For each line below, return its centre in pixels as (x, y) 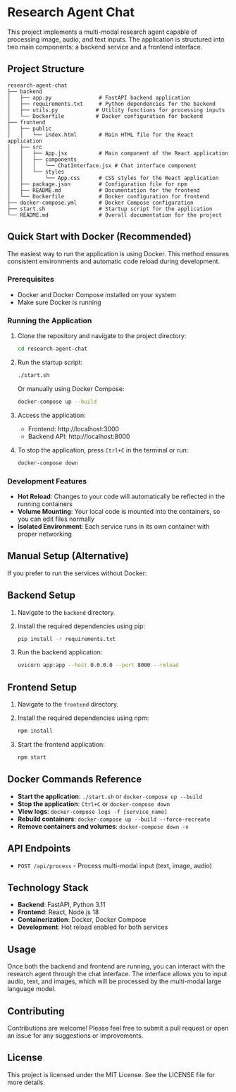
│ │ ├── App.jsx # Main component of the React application (118, 153)
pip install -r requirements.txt (67, 639)
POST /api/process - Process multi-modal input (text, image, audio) (115, 865)
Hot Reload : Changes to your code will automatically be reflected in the (121, 496)
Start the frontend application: (61, 745)
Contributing (36, 1011)
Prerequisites (31, 280)
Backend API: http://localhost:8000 (79, 436)
